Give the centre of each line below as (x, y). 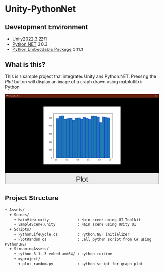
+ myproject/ (27, 259)
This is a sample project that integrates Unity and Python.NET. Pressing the (81, 76)
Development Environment (47, 27)
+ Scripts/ (20, 229)
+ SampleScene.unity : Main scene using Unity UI (75, 224)
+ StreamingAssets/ (29, 249)
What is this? (25, 65)
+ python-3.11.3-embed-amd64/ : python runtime (63, 254)
